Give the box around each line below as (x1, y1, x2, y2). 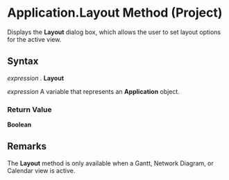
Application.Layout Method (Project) (7, 5, 223, 21)
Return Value (7, 104, 52, 114)
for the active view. (7, 35, 62, 43)
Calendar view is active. (7, 166, 76, 174)
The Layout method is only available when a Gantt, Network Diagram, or (7, 158, 214, 167)
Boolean (7, 120, 32, 129)
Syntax (7, 56, 39, 67)
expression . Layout (7, 74, 65, 82)
